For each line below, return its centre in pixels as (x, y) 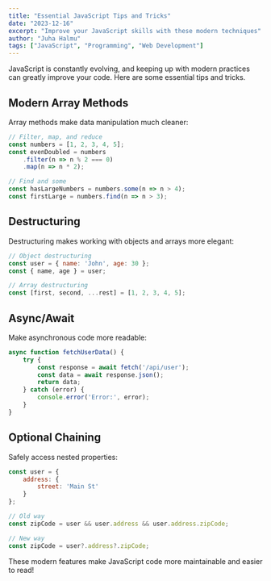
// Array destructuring (48, 286)
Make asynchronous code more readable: (77, 337)
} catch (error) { (54, 390)
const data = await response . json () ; (100, 375)
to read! (21, 570)
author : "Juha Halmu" (45, 38)
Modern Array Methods (69, 103)
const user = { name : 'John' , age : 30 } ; (79, 263)
